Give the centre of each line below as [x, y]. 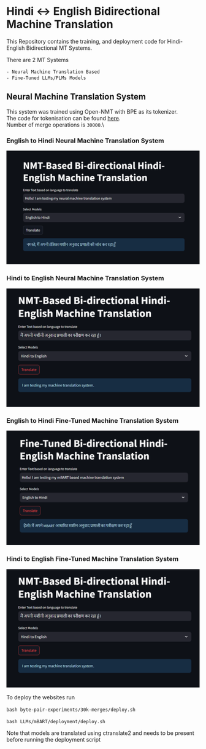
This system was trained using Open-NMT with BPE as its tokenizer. [92, 111]
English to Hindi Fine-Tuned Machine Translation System [93, 420]
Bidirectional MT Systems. [59, 48]
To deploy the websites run [41, 697]
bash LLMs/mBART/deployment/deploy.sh [56, 721]
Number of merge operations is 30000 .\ [55, 125]
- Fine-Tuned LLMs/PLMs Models [46, 78]
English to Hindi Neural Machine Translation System [85, 141]
